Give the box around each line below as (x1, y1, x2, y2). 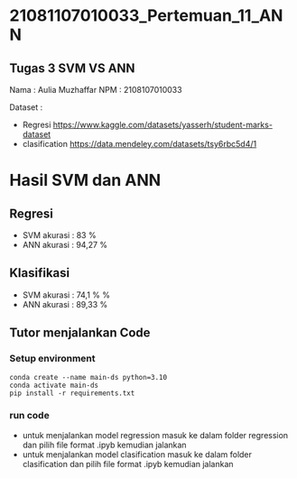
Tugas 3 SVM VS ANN (9, 60, 135, 76)
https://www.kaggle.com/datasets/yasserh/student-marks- (52, 119, 274, 130)
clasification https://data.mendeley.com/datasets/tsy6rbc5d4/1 (22, 139, 257, 149)
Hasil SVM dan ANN (9, 170, 162, 190)
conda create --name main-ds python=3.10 (9, 372, 168, 381)
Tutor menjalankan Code (9, 326, 151, 341)
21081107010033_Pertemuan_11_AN (9, 5, 283, 26)
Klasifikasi (9, 265, 70, 280)
